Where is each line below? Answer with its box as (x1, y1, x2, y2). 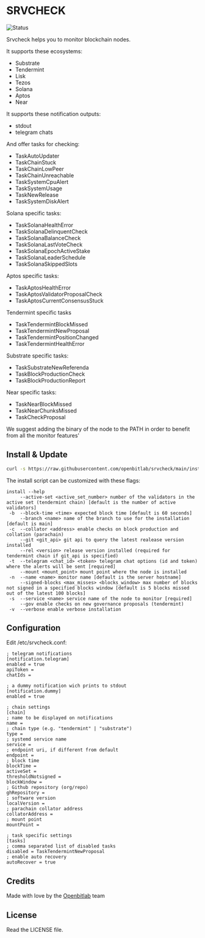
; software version (6, 795, 56, 801)
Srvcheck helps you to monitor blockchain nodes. (6, 35, 131, 43)
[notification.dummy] (6, 688, 62, 694)
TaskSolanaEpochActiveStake (15, 247, 90, 254)
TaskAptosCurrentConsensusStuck (15, 297, 104, 304)
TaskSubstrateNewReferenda (15, 364, 90, 371)
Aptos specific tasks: (6, 272, 59, 279)
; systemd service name (6, 736, 67, 742)
